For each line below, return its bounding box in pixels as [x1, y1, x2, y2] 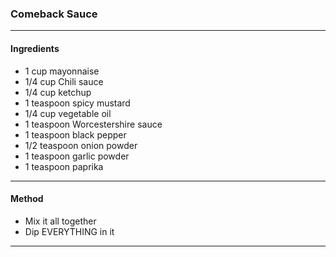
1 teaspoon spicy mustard [24, 97, 131, 109]
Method [10, 193, 44, 205]
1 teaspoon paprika [24, 160, 104, 172]
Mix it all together [24, 215, 97, 227]
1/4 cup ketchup [24, 86, 92, 98]
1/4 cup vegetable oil [24, 107, 112, 119]
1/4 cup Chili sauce [24, 75, 104, 87]
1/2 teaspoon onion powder [24, 139, 138, 151]
